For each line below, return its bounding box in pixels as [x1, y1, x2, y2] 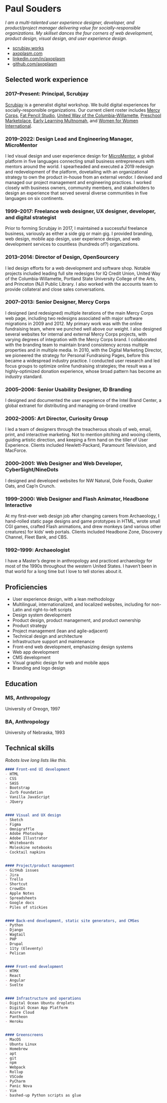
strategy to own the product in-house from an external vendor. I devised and [5, 174, 163, 180]
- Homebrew [5, 1046, 28, 1051]
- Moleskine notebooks [5, 845, 52, 850]
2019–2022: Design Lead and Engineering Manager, [5, 135, 133, 142]
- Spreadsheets [5, 896, 37, 901]
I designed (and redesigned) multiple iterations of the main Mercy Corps [5, 310, 154, 316]
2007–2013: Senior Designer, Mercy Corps [5, 299, 111, 306]
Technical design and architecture [12, 633, 83, 639]
